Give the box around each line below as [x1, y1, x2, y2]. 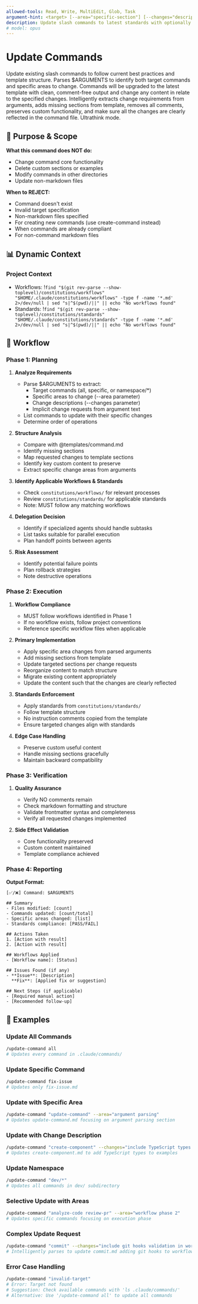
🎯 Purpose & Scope [6, 131, 78, 141]
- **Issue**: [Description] [6, 973, 75, 979]
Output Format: [6, 878, 45, 885]
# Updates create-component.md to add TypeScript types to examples [6, 1150, 178, 1156]
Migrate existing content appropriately [23, 673, 117, 680]
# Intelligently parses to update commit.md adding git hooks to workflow [6, 1248, 194, 1255]
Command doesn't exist [14, 200, 72, 207]
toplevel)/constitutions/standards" [14, 312, 105, 317]
